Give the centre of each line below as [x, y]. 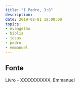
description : [19, 15]
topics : [13, 24]
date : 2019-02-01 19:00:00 [34, 19]
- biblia [14, 33]
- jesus [13, 38]
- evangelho [18, 29]
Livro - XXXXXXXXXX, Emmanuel [40, 80]
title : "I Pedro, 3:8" [29, 10]
